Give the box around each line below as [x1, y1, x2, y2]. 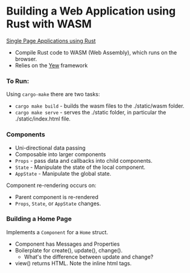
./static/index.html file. [14, 115, 71, 122]
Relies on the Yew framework [14, 62, 88, 69]
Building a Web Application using [6, 4, 176, 18]
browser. [14, 55, 37, 62]
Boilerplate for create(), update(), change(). [14, 246, 122, 254]
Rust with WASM [6, 17, 92, 31]
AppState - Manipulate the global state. [14, 169, 112, 177]
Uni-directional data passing [14, 144, 86, 151]
